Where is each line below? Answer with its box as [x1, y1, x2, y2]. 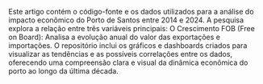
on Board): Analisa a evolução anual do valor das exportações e [8, 32, 220, 42]
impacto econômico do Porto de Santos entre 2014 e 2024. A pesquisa [8, 15, 244, 25]
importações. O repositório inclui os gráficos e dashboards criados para [8, 41, 248, 50]
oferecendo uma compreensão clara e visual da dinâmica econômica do [8, 58, 248, 67]
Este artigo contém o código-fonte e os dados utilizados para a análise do [8, 7, 254, 16]
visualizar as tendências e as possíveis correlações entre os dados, [8, 50, 232, 58]
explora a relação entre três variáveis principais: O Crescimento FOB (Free [8, 24, 256, 33]
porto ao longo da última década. [8, 66, 119, 75]
